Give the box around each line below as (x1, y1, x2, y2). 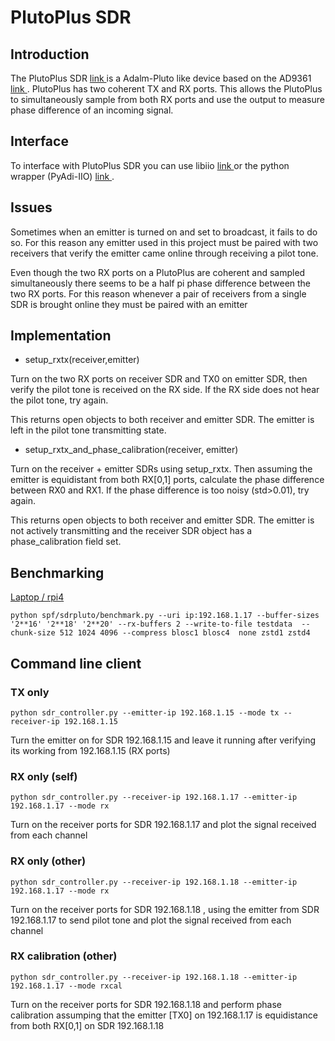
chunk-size (10, 628, 56, 638)
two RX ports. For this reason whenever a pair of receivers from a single (10, 287, 307, 300)
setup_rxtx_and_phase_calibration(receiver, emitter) (24, 444, 239, 456)
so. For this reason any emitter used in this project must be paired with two (10, 236, 319, 248)
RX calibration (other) (10, 949, 118, 963)
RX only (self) (10, 769, 78, 783)
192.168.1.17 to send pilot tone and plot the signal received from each (10, 914, 292, 926)
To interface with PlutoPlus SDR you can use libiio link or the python (10, 159, 290, 171)
